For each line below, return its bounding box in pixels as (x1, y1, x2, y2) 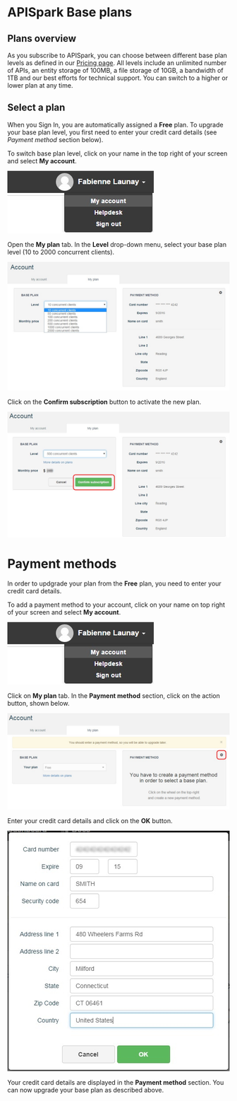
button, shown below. (7, 699, 70, 708)
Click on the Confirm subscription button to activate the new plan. (7, 397, 202, 407)
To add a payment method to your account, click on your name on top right (7, 600, 226, 609)
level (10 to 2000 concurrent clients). (7, 247, 115, 256)
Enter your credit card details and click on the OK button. (7, 816, 173, 825)
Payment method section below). (7, 135, 104, 144)
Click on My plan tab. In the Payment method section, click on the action (7, 692, 221, 700)
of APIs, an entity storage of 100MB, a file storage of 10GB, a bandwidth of (7, 66, 224, 74)
